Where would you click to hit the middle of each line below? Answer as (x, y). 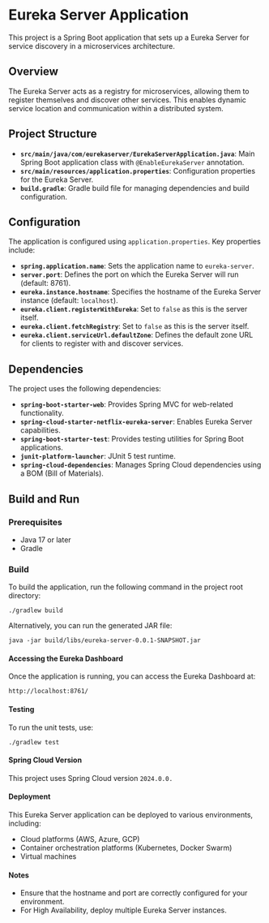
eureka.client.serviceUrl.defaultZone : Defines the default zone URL (137, 335)
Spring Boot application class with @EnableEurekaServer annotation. (132, 162)
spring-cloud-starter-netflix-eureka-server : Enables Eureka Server (136, 422)
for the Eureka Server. (57, 179)
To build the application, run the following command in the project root (126, 587)
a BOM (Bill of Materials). (62, 473)
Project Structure (53, 134)
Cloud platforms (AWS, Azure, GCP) (80, 839)
